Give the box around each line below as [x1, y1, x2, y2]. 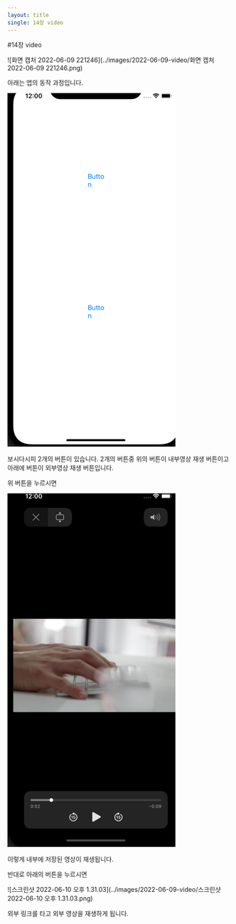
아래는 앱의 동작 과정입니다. [7, 78, 84, 87]
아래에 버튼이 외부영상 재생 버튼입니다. [7, 463, 114, 472]
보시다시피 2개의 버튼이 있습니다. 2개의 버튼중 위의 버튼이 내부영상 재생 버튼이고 [7, 455, 230, 463]
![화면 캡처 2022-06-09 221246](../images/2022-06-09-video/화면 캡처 [7, 56, 215, 64]
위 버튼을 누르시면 [7, 478, 57, 487]
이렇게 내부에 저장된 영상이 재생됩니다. [7, 855, 114, 863]
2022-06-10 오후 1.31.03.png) [7, 894, 94, 903]
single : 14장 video [7, 19, 64, 26]
